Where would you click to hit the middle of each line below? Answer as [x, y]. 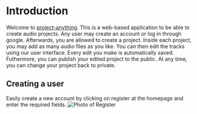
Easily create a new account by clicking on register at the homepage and [95, 98]
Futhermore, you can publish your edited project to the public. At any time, [97, 59]
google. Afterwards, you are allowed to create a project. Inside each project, [99, 40]
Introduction [37, 11]
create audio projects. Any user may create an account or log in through [94, 33]
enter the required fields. [36, 104]
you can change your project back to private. [61, 65]
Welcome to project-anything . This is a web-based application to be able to [98, 27]
